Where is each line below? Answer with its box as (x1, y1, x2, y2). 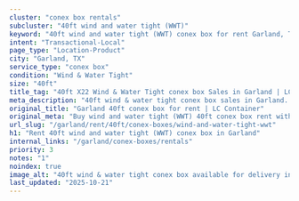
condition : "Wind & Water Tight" (9, 71, 133, 80)
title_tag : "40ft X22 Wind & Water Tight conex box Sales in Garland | (9, 87, 280, 96)
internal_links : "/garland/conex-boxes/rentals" (9, 137, 193, 146)
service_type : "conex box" (9, 63, 109, 72)
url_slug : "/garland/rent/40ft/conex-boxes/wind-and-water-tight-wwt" (9, 121, 277, 130)
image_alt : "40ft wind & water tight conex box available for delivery (9, 170, 280, 179)
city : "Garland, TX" (9, 54, 86, 63)
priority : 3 (9, 145, 53, 154)
